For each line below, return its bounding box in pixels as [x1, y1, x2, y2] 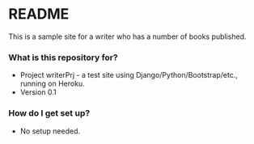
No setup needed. [19, 126, 81, 136]
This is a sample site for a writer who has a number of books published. [8, 32, 247, 41]
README [8, 5, 70, 23]
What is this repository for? [8, 52, 119, 63]
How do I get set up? [8, 108, 91, 119]
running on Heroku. [19, 78, 85, 89]
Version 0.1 [19, 87, 57, 97]
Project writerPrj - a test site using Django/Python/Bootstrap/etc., [19, 70, 239, 80]
